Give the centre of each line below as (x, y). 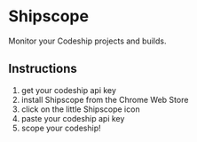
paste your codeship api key (73, 118)
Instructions (43, 69)
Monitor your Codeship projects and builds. (87, 41)
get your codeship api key (69, 90)
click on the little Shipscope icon (80, 109)
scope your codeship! (61, 128)
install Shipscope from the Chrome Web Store (105, 99)
